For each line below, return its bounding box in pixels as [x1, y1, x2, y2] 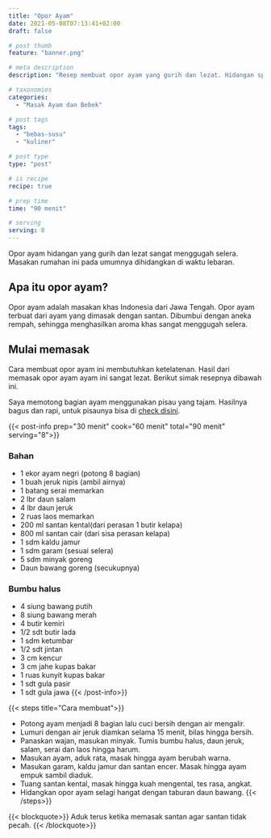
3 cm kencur [19, 653, 62, 663]
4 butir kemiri [19, 619, 65, 628]
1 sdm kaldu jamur [19, 537, 81, 547]
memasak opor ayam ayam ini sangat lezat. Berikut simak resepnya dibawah [8, 373, 262, 383]
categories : [8, 93, 48, 101]
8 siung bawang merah [19, 610, 97, 620]
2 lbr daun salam [19, 494, 77, 504]
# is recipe [8, 175, 48, 183]
